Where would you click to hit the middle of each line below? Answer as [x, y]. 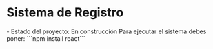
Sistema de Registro [65, 13]
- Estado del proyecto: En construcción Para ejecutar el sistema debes [106, 31]
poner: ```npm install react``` [46, 38]
